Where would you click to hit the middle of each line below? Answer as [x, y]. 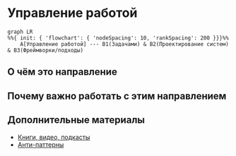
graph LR [20, 32]
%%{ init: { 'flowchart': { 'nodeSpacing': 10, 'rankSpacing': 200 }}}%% [118, 38]
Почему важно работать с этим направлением [117, 96]
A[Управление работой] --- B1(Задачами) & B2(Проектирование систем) [125, 44]
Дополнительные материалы [76, 120]
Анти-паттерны [41, 144]
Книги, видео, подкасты [54, 137]
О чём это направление [63, 72]
